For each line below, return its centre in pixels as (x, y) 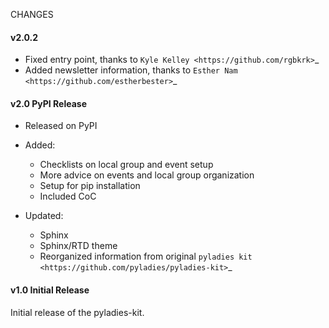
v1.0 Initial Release (50, 290)
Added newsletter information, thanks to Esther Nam (131, 70)
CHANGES (32, 14)
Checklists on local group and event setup (126, 165)
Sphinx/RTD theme (78, 246)
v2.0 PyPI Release (49, 103)
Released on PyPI (61, 126)
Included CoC (68, 196)
